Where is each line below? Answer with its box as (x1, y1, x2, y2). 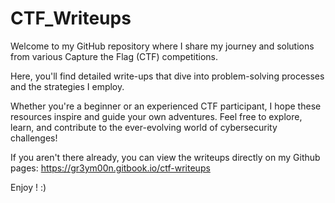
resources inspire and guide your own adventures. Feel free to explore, (10, 110, 303, 122)
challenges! (10, 132, 58, 144)
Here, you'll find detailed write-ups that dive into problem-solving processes (10, 70, 325, 82)
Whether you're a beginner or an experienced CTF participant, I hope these (10, 100, 322, 112)
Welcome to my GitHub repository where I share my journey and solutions (10, 40, 315, 52)
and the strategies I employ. (10, 80, 125, 92)
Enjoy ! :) (10, 181, 47, 193)
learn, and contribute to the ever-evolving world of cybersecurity (10, 121, 278, 133)
